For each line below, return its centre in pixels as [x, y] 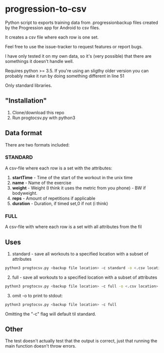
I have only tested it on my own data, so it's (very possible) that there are [78, 56]
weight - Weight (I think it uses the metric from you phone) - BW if [79, 188]
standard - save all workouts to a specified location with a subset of [80, 254]
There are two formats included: [37, 145]
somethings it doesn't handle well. [40, 61]
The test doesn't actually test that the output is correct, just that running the [81, 341]
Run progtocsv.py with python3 [44, 118]
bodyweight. [25, 193]
